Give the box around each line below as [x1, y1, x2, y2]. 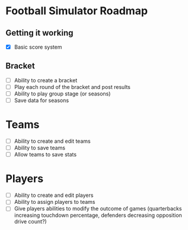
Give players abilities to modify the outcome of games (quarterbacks [14, 205, 182, 212]
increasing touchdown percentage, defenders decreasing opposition [14, 212, 182, 219]
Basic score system [14, 43, 62, 50]
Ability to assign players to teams [14, 199, 95, 206]
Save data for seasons [14, 97, 69, 104]
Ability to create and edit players [14, 191, 94, 199]
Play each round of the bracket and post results [14, 83, 131, 90]
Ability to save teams [14, 144, 66, 152]
